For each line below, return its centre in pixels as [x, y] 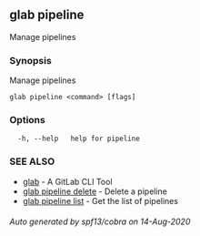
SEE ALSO [32, 161]
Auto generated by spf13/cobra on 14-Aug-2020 [100, 221]
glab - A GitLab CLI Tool [67, 181]
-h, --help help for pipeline [79, 139]
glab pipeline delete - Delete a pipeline [95, 191]
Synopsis [30, 60]
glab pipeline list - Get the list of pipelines [100, 200]
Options [27, 120]
